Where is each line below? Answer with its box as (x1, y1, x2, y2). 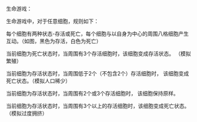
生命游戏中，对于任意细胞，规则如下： (6, 18, 99, 25)
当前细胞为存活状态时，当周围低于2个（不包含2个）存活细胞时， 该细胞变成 (6, 70, 189, 77)
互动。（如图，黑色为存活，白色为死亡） (6, 38, 102, 44)
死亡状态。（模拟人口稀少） (6, 77, 71, 84)
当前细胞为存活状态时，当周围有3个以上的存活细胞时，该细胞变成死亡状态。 (6, 103, 190, 109)
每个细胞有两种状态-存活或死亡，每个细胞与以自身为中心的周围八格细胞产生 (6, 30, 189, 37)
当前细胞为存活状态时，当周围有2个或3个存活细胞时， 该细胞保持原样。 (6, 90, 179, 97)
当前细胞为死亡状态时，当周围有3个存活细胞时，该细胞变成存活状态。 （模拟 (6, 50, 191, 57)
